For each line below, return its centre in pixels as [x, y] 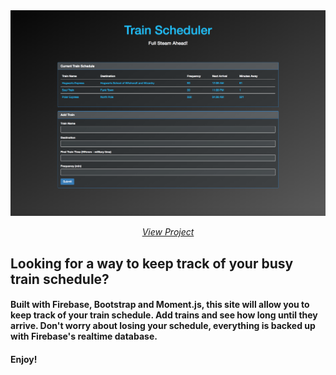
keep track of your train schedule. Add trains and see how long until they [164, 315]
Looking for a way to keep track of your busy [152, 263]
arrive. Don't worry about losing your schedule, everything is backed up [163, 326]
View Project [168, 232]
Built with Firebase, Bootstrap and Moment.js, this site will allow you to [160, 305]
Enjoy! [24, 359]
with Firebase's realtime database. [84, 336]
